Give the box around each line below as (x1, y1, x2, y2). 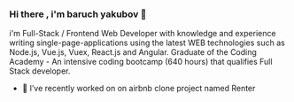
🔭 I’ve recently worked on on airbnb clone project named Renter (21, 83, 256, 94)
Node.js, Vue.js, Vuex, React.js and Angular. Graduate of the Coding (9, 47, 257, 58)
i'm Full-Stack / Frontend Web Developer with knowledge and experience (9, 28, 276, 39)
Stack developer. (9, 66, 71, 76)
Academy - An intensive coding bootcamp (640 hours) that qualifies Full (9, 57, 273, 67)
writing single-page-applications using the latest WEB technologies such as (9, 37, 285, 48)
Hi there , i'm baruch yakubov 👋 (9, 8, 147, 20)
